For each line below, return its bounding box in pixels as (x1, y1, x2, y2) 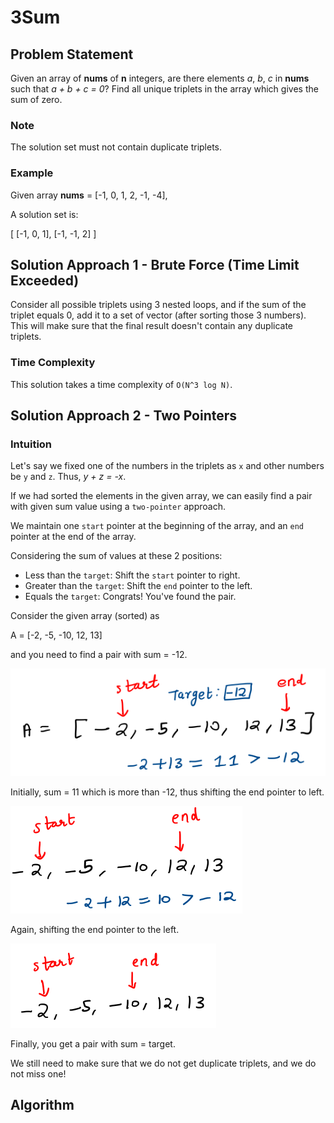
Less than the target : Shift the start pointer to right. (24, 569, 241, 581)
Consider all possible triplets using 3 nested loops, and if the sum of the (10, 299, 307, 311)
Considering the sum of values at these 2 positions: (10, 550, 223, 562)
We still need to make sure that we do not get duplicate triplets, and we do (10, 1057, 317, 1069)
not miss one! (10, 1067, 67, 1080)
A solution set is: (10, 208, 79, 220)
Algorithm (10, 1097, 75, 1114)
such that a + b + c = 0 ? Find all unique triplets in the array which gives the (10, 83, 319, 95)
